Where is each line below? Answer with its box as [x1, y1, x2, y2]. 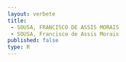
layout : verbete [7, 10, 56, 18]
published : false [7, 37, 59, 44]
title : [7, 17, 27, 24]
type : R [7, 43, 31, 51]
